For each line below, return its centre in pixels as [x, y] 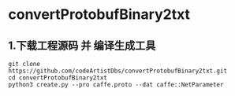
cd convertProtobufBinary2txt [58, 78]
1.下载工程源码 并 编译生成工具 [82, 45]
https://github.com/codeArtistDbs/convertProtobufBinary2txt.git [117, 71]
